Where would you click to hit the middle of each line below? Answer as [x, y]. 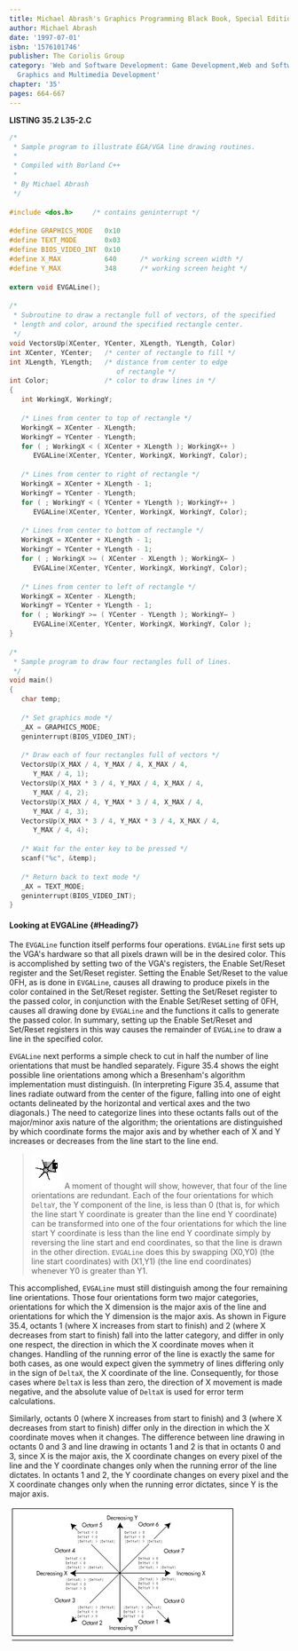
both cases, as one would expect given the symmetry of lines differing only [147, 1363]
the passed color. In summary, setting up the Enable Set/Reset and [131, 1020]
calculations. [32, 1402]
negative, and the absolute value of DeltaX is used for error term [126, 1392]
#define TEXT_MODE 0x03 [65, 241]
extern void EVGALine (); [55, 287]
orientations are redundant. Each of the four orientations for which [152, 1196]
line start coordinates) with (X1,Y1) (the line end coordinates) [141, 1261]
